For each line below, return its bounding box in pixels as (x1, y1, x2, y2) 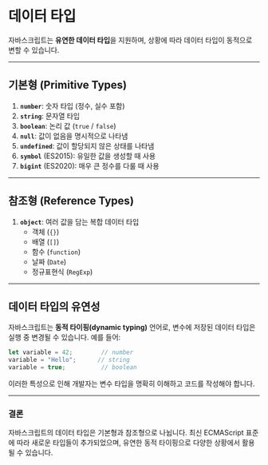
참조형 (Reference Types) (8, 194, 134, 208)
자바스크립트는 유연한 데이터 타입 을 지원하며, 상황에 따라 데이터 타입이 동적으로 (8, 35, 253, 45)
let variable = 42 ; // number (8, 348, 134, 356)
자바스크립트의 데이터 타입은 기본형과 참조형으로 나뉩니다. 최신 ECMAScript (8, 428, 245, 438)
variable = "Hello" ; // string (8, 356, 130, 364)
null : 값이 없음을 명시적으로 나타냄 (19, 131, 128, 141)
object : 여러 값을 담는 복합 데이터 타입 (19, 217, 140, 226)
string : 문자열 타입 (19, 111, 81, 121)
